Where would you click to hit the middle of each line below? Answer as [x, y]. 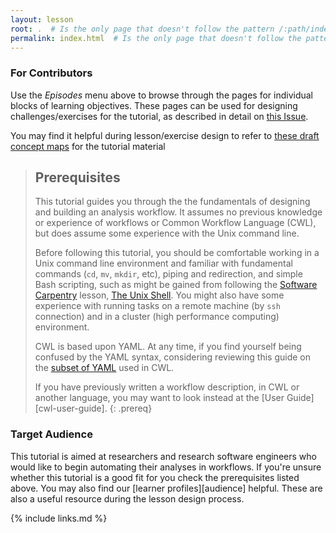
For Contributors [51, 73]
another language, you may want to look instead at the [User [159, 398]
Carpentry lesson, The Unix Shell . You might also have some [159, 295]
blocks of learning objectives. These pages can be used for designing [154, 105]
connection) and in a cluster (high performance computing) [157, 317]
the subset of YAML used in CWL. [104, 368]
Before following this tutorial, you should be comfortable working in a [177, 253]
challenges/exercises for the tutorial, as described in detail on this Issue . [159, 116]
